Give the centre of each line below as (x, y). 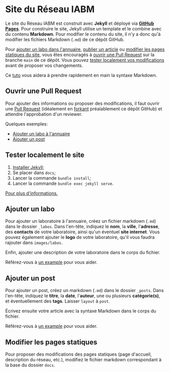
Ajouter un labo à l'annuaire (41, 134)
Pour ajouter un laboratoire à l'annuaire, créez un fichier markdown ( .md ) (81, 221)
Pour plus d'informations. (32, 193)
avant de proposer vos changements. (44, 65)
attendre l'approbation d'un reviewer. (44, 114)
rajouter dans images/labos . (34, 243)
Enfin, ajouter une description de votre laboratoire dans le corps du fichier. (83, 253)
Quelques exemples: (27, 124)
